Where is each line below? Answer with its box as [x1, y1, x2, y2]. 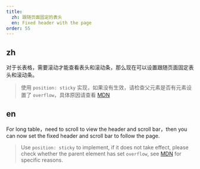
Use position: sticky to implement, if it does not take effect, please [20, 143, 189, 151]
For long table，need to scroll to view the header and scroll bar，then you [6, 126, 187, 133]
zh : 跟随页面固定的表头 [11, 14, 62, 20]
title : [6, 8, 23, 15]
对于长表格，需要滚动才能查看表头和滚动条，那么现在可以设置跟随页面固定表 [6, 64, 194, 71]
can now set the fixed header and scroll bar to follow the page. [6, 132, 160, 139]
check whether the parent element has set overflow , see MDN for [20, 150, 182, 157]
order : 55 [6, 25, 31, 32]
